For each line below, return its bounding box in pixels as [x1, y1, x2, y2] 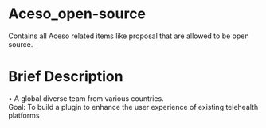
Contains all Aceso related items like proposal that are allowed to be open [8, 31, 249, 41]
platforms [8, 111, 40, 120]
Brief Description [8, 68, 123, 86]
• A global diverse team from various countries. [8, 93, 165, 103]
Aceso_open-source [8, 5, 146, 23]
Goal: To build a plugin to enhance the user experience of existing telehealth [8, 102, 259, 111]
